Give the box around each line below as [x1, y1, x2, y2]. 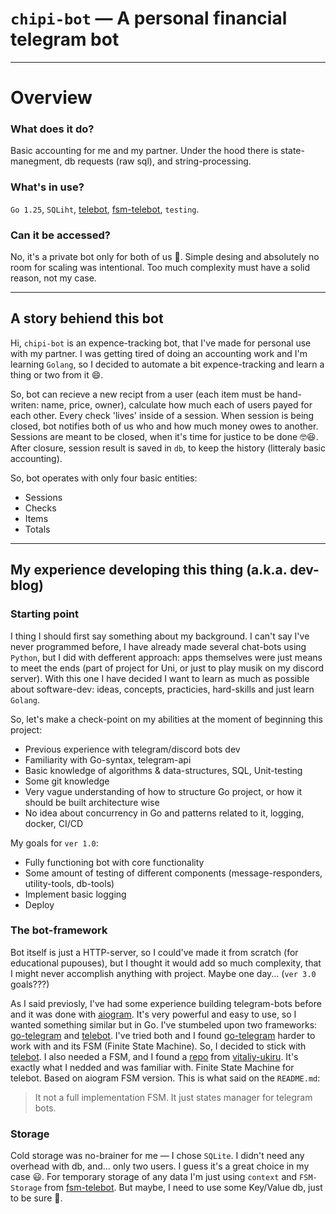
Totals [24, 523, 51, 535]
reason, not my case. [10, 272, 97, 284]
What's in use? [10, 180, 85, 194]
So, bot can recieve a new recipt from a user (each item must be [10, 388, 275, 400]
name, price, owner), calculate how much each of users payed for [41, 398, 313, 411]
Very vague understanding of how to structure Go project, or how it [24, 785, 303, 797]
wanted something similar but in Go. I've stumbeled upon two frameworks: [10, 1018, 318, 1031]
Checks [24, 502, 57, 514]
